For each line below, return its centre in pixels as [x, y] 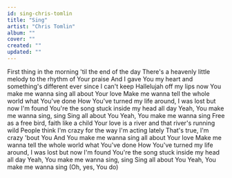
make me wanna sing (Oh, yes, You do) [63, 167]
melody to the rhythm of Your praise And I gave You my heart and [100, 79]
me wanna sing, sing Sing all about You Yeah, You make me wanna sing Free [116, 115]
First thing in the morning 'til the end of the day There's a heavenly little [109, 71]
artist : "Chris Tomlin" [41, 26]
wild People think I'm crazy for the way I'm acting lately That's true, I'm [108, 130]
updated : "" [24, 52]
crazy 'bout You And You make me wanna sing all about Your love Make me [115, 137]
